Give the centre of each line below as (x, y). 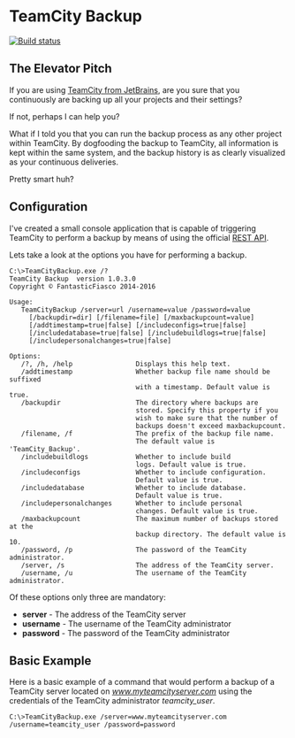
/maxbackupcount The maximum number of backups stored (149, 519)
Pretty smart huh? (42, 179)
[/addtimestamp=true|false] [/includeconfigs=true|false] (138, 325)
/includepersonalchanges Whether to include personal (132, 503)
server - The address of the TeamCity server (104, 614)
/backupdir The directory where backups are (140, 403)
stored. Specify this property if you (207, 410)
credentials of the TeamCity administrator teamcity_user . (112, 701)
